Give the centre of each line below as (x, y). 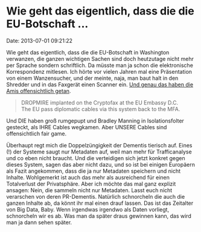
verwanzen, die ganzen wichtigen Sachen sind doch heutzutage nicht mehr (100, 59)
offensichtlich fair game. (37, 134)
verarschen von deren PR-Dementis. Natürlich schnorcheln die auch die (96, 196)
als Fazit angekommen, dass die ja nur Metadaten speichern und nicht (94, 171)
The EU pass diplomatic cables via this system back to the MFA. (101, 109)
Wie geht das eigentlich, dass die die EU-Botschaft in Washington (88, 52)
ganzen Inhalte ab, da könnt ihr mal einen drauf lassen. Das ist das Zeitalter (100, 203)
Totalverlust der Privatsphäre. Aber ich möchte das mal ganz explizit (91, 184)
